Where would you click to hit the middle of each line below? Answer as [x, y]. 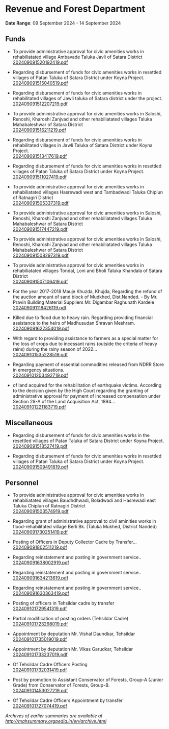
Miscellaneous [29, 423]
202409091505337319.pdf [40, 203]
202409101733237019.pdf [40, 654]
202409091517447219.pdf [40, 229]
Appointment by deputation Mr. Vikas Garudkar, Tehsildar [73, 649]
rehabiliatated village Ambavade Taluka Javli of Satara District [77, 57]
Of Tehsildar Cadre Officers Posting [50, 665]
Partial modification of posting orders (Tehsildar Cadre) [71, 619]
